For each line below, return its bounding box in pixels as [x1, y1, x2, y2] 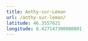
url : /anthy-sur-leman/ [6, 14, 66, 20]
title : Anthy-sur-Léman [6, 8, 66, 15]
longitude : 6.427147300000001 [6, 25, 83, 32]
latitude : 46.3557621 [6, 20, 61, 26]
